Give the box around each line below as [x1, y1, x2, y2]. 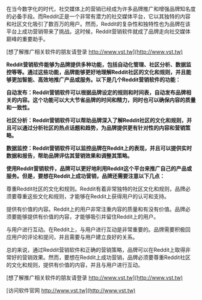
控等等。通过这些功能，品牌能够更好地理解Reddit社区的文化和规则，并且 [6, 69, 186, 75]
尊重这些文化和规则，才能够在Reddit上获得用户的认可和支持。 [16, 193, 170, 200]
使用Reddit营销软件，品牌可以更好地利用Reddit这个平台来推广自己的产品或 [6, 165, 192, 172]
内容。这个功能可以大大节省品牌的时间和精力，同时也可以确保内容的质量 [16, 96, 196, 104]
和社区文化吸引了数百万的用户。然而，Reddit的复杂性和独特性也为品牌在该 [6, 20, 191, 27]
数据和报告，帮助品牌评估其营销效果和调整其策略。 [6, 152, 133, 159]
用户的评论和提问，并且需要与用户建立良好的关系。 [11, 234, 138, 240]
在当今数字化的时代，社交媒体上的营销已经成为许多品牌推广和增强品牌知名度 [6, 5, 196, 12]
